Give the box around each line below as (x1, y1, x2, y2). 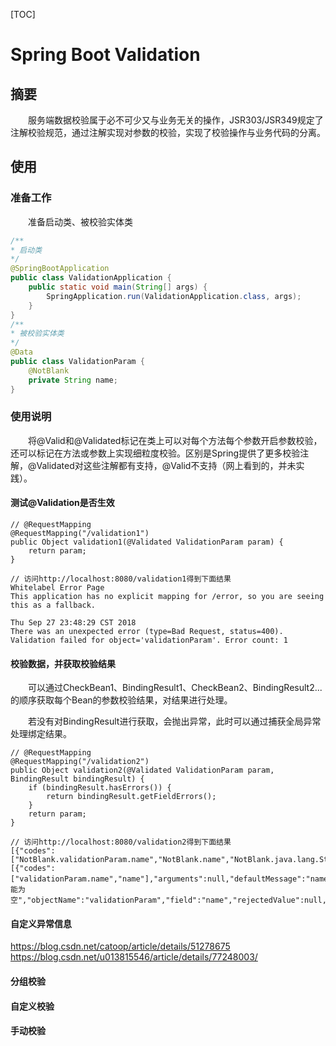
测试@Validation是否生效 (10, 497, 115, 509)
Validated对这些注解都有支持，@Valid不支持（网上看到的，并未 (36, 459, 297, 471)
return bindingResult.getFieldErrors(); (46, 792, 217, 802)
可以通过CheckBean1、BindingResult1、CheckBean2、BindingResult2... (27, 682, 323, 694)
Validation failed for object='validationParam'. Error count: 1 (10, 635, 288, 646)
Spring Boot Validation (10, 44, 201, 66)
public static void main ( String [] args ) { (28, 282, 208, 293)
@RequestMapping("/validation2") (10, 757, 150, 767)
